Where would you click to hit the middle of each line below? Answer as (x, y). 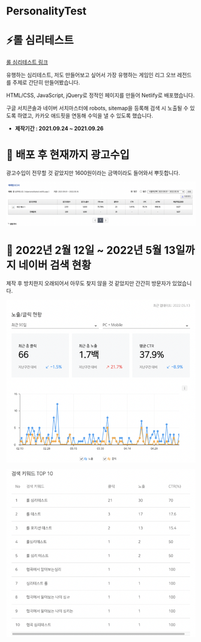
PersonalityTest (46, 11)
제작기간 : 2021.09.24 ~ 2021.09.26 (59, 128)
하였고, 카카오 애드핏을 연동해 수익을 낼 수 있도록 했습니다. (85, 116)
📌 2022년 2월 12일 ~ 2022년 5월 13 (91, 250)
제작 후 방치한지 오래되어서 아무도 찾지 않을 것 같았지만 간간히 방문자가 (88, 283)
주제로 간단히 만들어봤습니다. (46, 83)
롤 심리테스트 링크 (27, 62)
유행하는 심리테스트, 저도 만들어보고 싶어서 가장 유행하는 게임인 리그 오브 (91, 75)
